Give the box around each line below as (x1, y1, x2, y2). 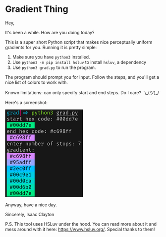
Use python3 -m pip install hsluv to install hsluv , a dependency (12, 59, 147, 65)
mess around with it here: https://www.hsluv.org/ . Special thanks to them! (5, 226, 155, 232)
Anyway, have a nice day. (5, 202, 57, 208)
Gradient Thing (5, 3, 68, 15)
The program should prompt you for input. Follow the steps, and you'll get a (5, 74, 160, 80)
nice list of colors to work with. (5, 79, 68, 85)
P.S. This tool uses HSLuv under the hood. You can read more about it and (5, 221, 157, 227)
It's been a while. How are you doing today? (5, 29, 95, 35)
